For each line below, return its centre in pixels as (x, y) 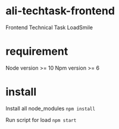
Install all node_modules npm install (51, 108)
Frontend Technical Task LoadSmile (49, 27)
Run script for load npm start (41, 119)
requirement (37, 51)
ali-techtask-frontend (60, 11)
